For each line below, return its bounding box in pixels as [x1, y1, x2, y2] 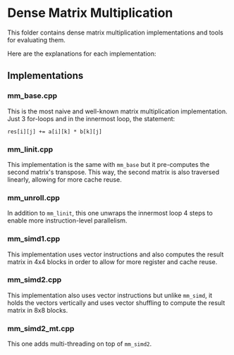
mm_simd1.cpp [7, 234, 61, 244]
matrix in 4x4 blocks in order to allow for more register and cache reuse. [7, 257, 218, 266]
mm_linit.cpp [7, 144, 54, 154]
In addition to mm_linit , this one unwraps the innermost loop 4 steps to [7, 209, 213, 218]
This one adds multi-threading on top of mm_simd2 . [7, 340, 152, 348]
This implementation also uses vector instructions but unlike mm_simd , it [7, 291, 213, 299]
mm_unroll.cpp [7, 192, 60, 202]
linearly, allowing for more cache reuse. [7, 175, 122, 184]
